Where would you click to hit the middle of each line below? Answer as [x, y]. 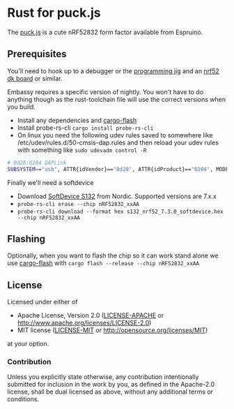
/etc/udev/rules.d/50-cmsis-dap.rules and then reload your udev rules [118, 142]
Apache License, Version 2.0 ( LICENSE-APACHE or [91, 315]
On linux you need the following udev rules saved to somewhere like [115, 135]
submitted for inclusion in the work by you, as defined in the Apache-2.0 [111, 385]
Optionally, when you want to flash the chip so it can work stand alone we [113, 255]
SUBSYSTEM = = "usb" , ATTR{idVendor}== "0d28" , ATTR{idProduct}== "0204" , [110, 169]
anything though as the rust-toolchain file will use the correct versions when [117, 99]
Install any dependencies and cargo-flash [77, 120]
